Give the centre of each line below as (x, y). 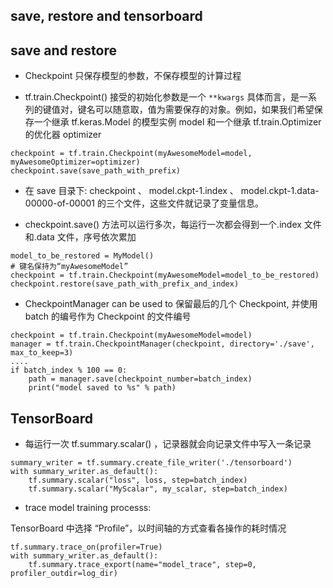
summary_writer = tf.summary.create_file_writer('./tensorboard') (151, 463)
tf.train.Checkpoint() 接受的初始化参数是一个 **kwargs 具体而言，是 (162, 97)
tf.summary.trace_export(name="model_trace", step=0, (142, 565)
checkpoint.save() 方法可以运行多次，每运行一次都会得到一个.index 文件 (173, 225)
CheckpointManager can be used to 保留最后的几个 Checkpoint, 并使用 (171, 304)
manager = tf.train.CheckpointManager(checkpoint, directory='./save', (162, 344)
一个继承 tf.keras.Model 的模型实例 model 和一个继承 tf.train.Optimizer (177, 122)
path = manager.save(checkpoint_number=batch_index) (140, 379)
